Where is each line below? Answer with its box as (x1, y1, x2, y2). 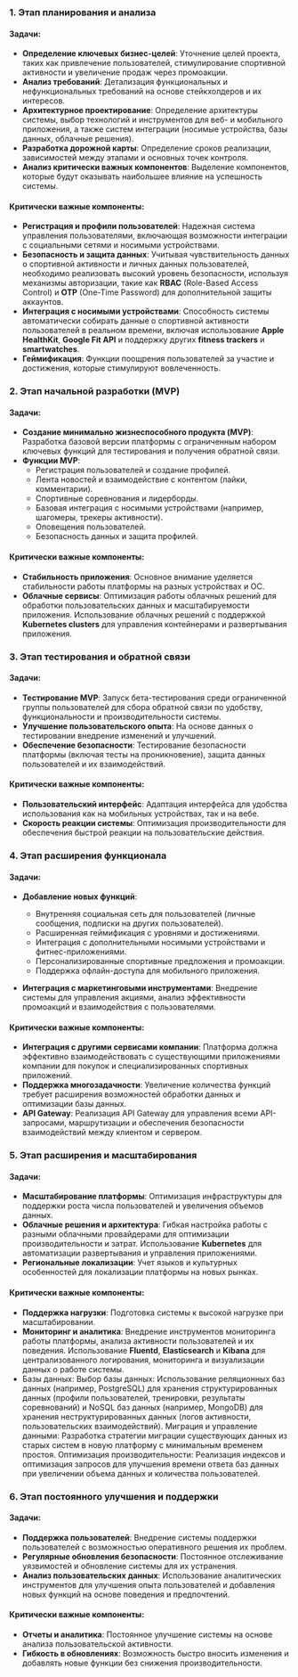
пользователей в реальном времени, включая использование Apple (21, 325, 285, 336)
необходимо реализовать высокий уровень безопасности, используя (21, 268, 289, 279)
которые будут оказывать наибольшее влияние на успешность (21, 171, 262, 182)
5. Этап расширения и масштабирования (9, 1149, 197, 1162)
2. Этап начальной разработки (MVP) (9, 385, 181, 397)
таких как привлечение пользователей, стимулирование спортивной (21, 58, 286, 69)
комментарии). (35, 484, 93, 495)
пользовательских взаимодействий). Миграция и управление (21, 1420, 258, 1431)
